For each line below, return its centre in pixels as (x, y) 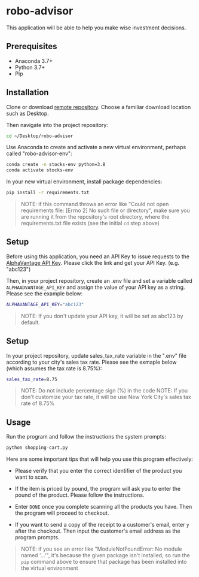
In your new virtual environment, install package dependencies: (84, 182)
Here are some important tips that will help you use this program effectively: (99, 459)
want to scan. (32, 477)
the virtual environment (50, 568)
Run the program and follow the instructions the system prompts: (86, 437)
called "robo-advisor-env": (39, 153)
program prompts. (37, 537)
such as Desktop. (27, 113)
